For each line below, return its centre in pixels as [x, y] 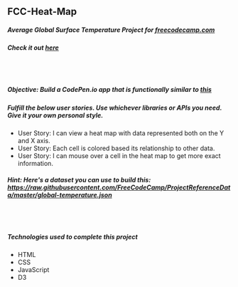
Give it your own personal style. [55, 115]
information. [35, 164]
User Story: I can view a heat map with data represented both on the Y [121, 133]
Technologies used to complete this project [73, 236]
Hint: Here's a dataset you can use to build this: [79, 179]
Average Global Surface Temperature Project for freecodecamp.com [111, 30]
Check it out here [33, 48]
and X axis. [34, 141]
